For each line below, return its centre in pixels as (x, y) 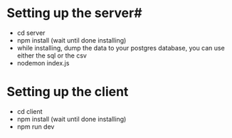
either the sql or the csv (52, 55)
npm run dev (36, 127)
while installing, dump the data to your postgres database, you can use (121, 48)
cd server (31, 33)
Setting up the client (68, 92)
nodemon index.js (43, 63)
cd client (30, 111)
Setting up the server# (75, 13)
